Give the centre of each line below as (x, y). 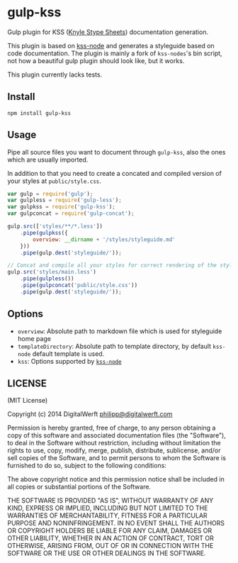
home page (34, 338)
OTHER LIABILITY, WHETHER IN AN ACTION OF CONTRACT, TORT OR (110, 538)
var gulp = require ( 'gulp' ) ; (50, 194)
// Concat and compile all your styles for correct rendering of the (112, 266)
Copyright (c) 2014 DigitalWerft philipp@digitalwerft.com (90, 414)
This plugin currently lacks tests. (55, 74)
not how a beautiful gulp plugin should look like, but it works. (96, 60)
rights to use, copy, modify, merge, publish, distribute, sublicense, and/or (114, 450)
